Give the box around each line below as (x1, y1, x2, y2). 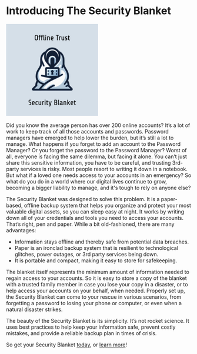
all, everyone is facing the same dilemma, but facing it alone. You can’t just (6, 153, 187, 160)
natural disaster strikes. (6, 306, 63, 313)
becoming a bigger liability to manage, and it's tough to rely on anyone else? (6, 184, 191, 191)
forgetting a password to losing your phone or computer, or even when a (6, 299, 182, 306)
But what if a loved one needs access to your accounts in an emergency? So (6, 172, 192, 179)
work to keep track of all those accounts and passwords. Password (6, 128, 169, 135)
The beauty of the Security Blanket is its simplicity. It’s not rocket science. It (6, 317, 189, 324)
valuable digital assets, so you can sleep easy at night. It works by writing (6, 208, 184, 215)
